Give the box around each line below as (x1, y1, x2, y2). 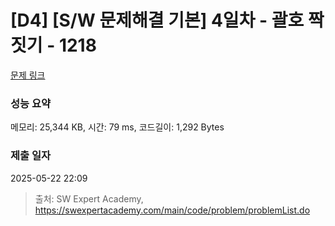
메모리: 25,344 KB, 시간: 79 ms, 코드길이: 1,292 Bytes (10, 121, 225, 133)
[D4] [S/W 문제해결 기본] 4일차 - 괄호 (10, 9, 305, 32)
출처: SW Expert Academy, (34, 192, 144, 205)
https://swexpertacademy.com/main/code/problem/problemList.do (34, 204, 311, 216)
